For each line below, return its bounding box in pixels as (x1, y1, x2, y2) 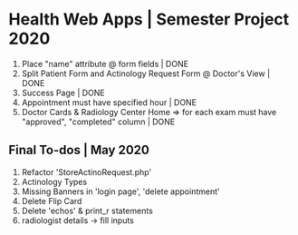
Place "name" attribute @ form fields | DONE (21, 58, 189, 69)
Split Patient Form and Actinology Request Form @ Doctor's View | (21, 68, 271, 79)
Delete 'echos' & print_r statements (21, 205, 153, 216)
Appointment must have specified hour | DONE (21, 96, 197, 108)
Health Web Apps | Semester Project (8, 9, 290, 30)
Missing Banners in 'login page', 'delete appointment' (21, 186, 220, 197)
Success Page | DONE (21, 87, 105, 98)
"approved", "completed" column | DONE (21, 116, 176, 127)
